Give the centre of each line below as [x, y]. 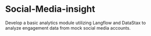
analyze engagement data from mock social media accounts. [68, 28]
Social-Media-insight [50, 9]
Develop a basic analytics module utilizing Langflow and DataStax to [75, 23]
